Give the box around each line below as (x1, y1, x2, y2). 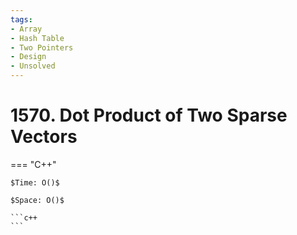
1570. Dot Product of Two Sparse (10, 104, 288, 127)
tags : (10, 14, 33, 25)
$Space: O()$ (10, 195, 65, 205)
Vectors (10, 126, 78, 148)
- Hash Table (10, 33, 65, 43)
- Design (10, 52, 47, 62)
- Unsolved (10, 61, 56, 71)
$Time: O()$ (10, 177, 60, 188)
